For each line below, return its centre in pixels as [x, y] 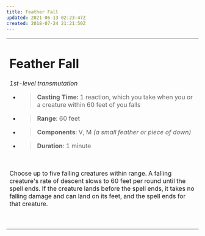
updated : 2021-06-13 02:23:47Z [46, 18]
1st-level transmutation [44, 83]
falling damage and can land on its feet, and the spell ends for [98, 196]
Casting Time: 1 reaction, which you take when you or [115, 97]
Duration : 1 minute [64, 146]
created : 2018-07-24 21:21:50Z [46, 23]
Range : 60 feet [59, 118]
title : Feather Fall [33, 12]
